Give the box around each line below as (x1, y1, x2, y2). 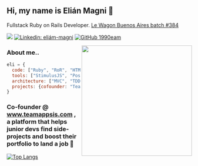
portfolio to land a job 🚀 (6, 140, 74, 148)
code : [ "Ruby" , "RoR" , (12, 67, 68, 73)
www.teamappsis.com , (6, 110, 76, 118)
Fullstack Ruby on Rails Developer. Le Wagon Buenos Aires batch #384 (6, 21, 179, 28)
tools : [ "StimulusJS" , (12, 72, 68, 78)
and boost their (32, 132, 77, 141)
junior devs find (6, 125, 52, 133)
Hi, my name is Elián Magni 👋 (6, 6, 114, 16)
